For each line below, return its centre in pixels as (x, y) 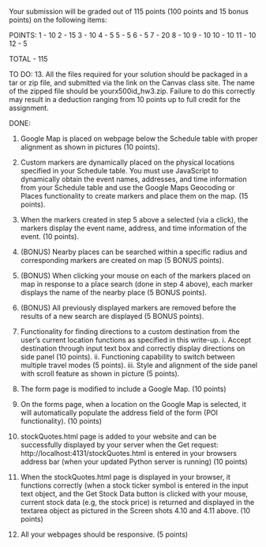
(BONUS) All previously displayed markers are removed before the (128, 308)
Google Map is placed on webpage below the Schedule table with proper (139, 139)
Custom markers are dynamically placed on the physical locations (127, 162)
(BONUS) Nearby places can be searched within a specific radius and (134, 252)
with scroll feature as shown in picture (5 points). (100, 374)
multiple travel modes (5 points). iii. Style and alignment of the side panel (139, 365)
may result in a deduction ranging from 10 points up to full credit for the (125, 99)
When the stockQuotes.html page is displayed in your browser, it (126, 477)
